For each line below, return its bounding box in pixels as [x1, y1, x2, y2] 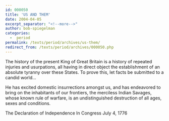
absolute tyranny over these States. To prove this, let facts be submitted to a [5, 69, 164, 75]
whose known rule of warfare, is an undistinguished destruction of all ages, [5, 95, 162, 101]
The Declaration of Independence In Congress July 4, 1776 [5, 110, 128, 116]
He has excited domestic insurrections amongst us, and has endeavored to [5, 84, 161, 90]
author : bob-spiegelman [5, 26, 55, 31]
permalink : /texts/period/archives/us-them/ [5, 40, 100, 45]
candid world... [5, 74, 36, 80]
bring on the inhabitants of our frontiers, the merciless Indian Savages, [5, 89, 152, 95]
